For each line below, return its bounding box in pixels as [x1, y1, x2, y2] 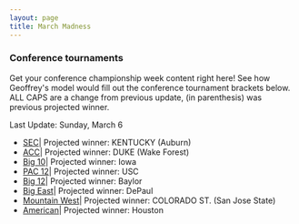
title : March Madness [9, 22, 92, 31]
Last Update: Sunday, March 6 [9, 119, 124, 130]
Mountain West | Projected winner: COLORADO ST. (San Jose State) [22, 195, 276, 206]
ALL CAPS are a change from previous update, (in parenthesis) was [9, 92, 262, 103]
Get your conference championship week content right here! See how [9, 72, 271, 83]
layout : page [9, 13, 59, 23]
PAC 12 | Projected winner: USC [22, 166, 139, 177]
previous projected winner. [9, 101, 110, 112]
